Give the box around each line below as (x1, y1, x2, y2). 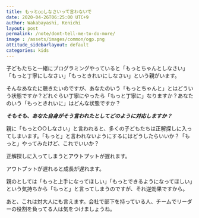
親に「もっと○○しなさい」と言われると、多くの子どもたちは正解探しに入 (6, 124, 187, 132)
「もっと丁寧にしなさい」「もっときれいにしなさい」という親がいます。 (6, 72, 180, 79)
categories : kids (6, 48, 49, 54)
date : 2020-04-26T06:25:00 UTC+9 (6, 14, 89, 20)
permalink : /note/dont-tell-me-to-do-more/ (6, 31, 116, 37)
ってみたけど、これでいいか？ (26, 139, 100, 147)
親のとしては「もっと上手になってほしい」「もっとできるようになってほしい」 (6, 177, 193, 185)
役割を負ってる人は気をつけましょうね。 (16, 205, 116, 212)
